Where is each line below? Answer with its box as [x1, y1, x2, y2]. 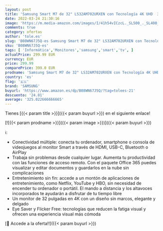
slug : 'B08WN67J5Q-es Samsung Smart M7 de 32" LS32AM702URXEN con [5, 39, 142, 44]
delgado [12, 201, 29, 207]
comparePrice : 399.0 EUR [5, 66, 55, 71]
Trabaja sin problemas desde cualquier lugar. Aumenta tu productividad [12, 154, 155, 160]
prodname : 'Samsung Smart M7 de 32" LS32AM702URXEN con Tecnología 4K [5, 70, 151, 75]
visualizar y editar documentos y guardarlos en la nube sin [12, 165, 130, 171]
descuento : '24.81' [5, 92, 45, 97]
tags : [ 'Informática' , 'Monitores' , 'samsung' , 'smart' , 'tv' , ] [5, 47, 133, 52]
